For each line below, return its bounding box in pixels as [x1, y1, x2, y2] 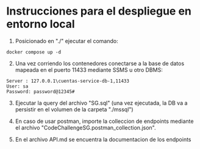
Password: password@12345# [6, 88, 75, 95]
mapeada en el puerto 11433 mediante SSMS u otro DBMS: [15, 66, 163, 74]
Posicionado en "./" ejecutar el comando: [15, 37, 118, 44]
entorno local [6, 17, 75, 31]
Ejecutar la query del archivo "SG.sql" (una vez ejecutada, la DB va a [15, 99, 188, 106]
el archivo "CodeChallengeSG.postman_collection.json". [15, 123, 157, 131]
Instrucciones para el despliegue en [6, 4, 192, 18]
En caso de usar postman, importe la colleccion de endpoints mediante [15, 117, 194, 125]
